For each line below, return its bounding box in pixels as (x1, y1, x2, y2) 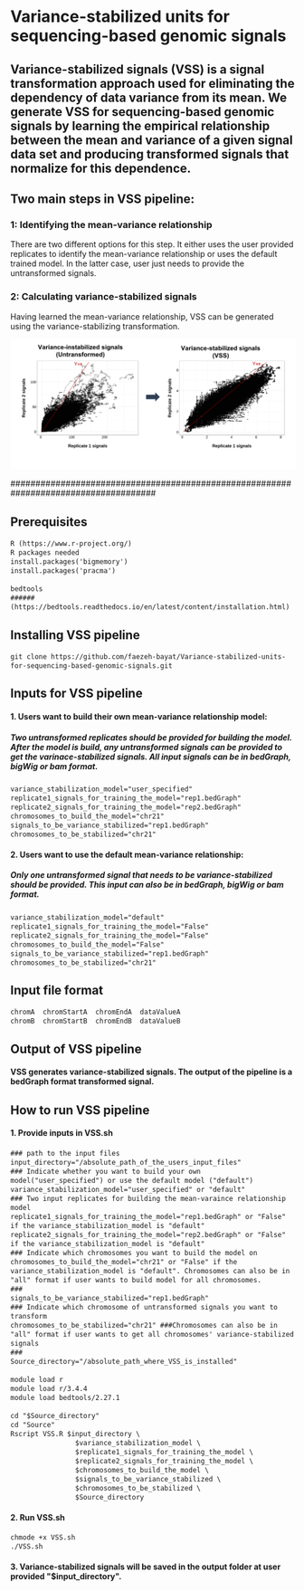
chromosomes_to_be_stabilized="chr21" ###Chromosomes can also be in (10, 1320, 279, 1329)
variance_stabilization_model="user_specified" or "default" (10, 1185, 246, 1194)
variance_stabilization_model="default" (10, 912, 166, 922)
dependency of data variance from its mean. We (10, 90, 288, 105)
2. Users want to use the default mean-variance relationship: (10, 849, 244, 860)
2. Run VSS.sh (10, 1511, 66, 1522)
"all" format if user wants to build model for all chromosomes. (10, 1275, 261, 1284)
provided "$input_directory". (10, 1570, 122, 1581)
